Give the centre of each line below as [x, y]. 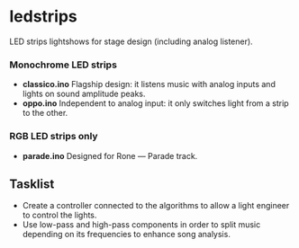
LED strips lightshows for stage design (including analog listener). [131, 41]
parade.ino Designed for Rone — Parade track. [110, 155]
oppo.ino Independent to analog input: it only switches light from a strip [156, 103]
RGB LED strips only [54, 137]
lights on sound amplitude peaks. [84, 94]
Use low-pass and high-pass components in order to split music [141, 225]
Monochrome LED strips [63, 65]
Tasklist [32, 184]
